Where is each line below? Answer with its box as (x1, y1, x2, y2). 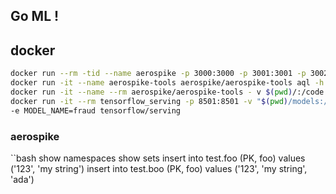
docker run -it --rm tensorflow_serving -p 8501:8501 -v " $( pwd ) (10, 96, 288, 106)
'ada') (10, 173, 35, 185)
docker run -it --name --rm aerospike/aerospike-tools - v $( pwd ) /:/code (10, 87, 325, 97)
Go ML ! (10, 8, 60, 25)
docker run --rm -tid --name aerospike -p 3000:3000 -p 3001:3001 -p (10, 69, 307, 79)
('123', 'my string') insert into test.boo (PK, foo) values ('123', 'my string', (10, 162, 308, 174)
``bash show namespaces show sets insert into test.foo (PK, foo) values (10, 152, 306, 164)
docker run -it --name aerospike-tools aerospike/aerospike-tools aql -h (10, 78, 325, 88)
